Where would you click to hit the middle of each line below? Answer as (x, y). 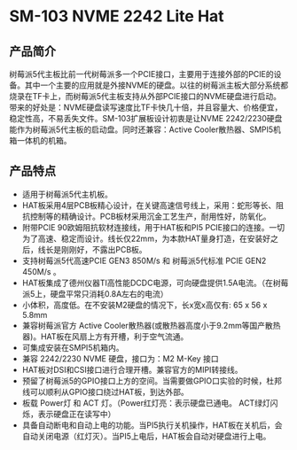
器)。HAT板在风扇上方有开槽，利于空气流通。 (105, 336)
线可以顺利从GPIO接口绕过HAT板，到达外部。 (105, 392)
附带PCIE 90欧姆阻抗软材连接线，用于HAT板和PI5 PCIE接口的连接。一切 (153, 227)
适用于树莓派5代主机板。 (67, 194)
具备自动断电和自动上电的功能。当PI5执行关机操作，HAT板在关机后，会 (152, 425)
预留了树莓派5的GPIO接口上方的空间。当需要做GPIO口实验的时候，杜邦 (152, 380)
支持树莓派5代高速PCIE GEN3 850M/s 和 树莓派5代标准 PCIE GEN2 (144, 260)
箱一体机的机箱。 (40, 140)
